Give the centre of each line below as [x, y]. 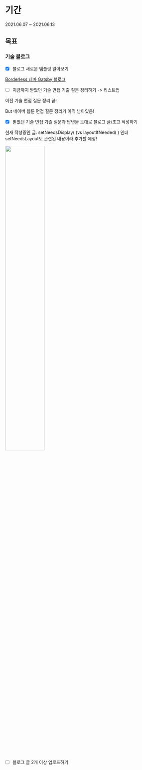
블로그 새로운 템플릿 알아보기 [40, 68]
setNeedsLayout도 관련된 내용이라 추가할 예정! [51, 138]
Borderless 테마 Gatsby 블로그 [35, 79]
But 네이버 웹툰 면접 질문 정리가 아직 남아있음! [50, 111]
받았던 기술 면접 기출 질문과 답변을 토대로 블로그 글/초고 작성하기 [75, 122]
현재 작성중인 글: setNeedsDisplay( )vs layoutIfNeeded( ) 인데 [67, 132]
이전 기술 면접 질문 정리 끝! [31, 100]
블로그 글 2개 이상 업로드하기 [40, 762]
